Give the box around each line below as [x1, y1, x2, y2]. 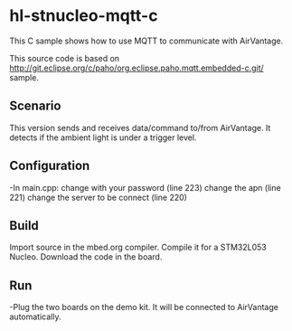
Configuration [9, 158, 90, 174]
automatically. [9, 311, 61, 322]
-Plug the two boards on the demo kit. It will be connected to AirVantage [9, 302, 278, 313]
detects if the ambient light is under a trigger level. [9, 132, 197, 143]
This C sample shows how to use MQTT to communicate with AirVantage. [9, 35, 284, 46]
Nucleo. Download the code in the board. [9, 251, 163, 262]
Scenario [9, 99, 61, 114]
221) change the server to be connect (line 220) [9, 192, 188, 203]
